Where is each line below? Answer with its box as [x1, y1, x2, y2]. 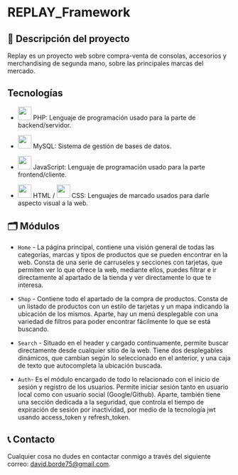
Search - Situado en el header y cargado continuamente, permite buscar [17, 338, 229, 347]
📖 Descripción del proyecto [7, 33, 130, 45]
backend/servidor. [17, 120, 72, 129]
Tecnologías [7, 87, 63, 100]
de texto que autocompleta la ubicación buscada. [17, 361, 163, 370]
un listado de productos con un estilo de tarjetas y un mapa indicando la [17, 302, 229, 310]
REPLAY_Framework [7, 4, 131, 21]
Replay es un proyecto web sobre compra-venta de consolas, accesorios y [7, 51, 227, 60]
